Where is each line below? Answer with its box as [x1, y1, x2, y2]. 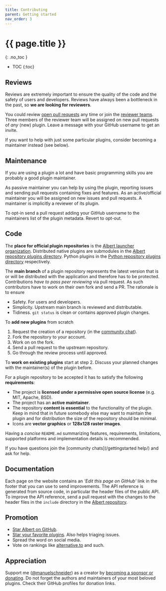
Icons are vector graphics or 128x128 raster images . [12, 420, 121, 426]
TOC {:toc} [12, 64, 35, 70]
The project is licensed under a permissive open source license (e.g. [12, 389, 156, 395]
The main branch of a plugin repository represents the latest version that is [5, 268, 159, 274]
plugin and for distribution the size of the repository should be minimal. [12, 415, 158, 421]
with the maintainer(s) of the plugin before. [5, 364, 93, 370]
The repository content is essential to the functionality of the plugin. [12, 405, 153, 411]
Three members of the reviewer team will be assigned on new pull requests [5, 117, 159, 123]
